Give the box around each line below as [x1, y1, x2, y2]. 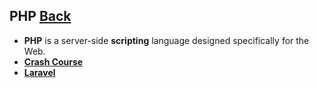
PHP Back [9, 8, 72, 25]
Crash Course [23, 55, 84, 68]
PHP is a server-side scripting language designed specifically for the [23, 34, 310, 46]
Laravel [23, 66, 56, 78]
